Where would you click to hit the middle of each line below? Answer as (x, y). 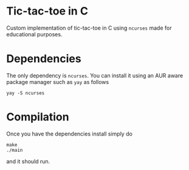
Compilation (38, 117)
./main (15, 150)
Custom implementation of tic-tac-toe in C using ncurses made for (89, 28)
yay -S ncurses (26, 93)
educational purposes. (34, 34)
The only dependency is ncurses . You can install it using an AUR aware (95, 75)
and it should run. (28, 161)
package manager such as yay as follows (58, 82)
